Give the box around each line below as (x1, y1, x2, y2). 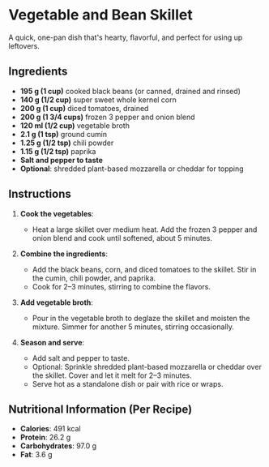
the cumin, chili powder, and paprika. (32, 273, 156, 283)
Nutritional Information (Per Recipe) (8, 402, 193, 416)
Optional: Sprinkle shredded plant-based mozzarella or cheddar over (32, 362, 262, 371)
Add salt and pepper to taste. (32, 353, 130, 362)
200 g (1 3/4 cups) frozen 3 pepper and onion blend (19, 112, 196, 122)
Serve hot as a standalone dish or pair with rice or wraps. (32, 379, 224, 388)
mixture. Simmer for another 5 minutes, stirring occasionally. (32, 322, 235, 332)
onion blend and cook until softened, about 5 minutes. (32, 233, 213, 242)
